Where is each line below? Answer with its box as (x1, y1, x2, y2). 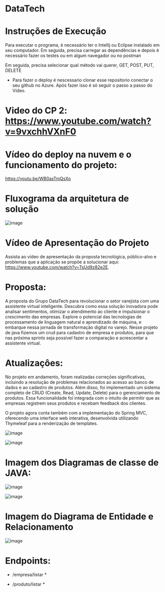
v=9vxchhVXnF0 (5, 126, 77, 137)
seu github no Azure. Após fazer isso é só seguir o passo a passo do (12, 82, 153, 88)
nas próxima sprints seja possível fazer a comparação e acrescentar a (5, 335, 148, 341)
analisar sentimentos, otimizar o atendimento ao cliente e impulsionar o (5, 308, 150, 315)
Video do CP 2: (5, 105, 68, 117)
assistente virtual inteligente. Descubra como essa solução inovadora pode (5, 303, 158, 309)
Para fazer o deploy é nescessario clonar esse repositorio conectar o (12, 77, 153, 83)
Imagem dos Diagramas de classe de (5, 457, 159, 469)
